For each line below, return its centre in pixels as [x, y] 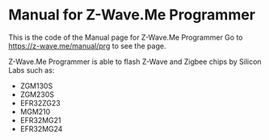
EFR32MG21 [40, 120]
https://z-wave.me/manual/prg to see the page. [87, 45]
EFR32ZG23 [40, 103]
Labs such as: [32, 70]
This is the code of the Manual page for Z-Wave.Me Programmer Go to [126, 37]
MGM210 [35, 112]
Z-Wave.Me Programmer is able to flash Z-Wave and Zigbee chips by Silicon [135, 62]
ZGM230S [37, 94]
